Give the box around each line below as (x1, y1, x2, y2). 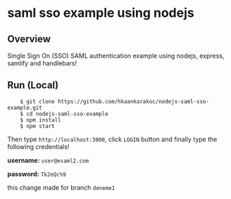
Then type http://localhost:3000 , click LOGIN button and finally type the (7, 135, 218, 143)
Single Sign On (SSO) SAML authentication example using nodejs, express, (7, 51, 225, 60)
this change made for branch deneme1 (7, 183, 115, 191)
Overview (7, 33, 51, 45)
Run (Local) (7, 79, 58, 91)
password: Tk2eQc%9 (7, 169, 67, 178)
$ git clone (20, 98, 55, 105)
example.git (7, 104, 42, 111)
